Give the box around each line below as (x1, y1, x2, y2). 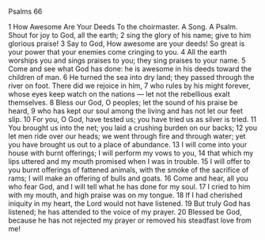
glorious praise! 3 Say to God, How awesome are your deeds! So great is (8, 39, 245, 48)
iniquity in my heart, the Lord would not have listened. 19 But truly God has (8, 199, 251, 208)
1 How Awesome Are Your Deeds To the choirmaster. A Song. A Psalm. (8, 22, 238, 31)
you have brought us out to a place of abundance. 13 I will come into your (8, 140, 248, 149)
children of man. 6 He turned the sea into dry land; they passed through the (8, 73, 255, 82)
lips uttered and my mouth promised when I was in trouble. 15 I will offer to (8, 157, 251, 166)
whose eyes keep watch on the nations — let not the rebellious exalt (8, 90, 231, 98)
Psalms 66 (8, 7, 43, 16)
